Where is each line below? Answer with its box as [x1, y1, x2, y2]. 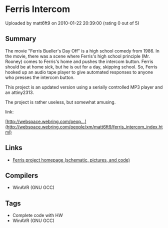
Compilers [5, 171, 38, 179]
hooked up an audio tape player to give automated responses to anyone [5, 69, 153, 75]
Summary [5, 34, 36, 43]
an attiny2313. [5, 89, 34, 95]
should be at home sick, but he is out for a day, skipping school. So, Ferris [5, 63, 157, 69]
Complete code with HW [12, 212, 63, 218]
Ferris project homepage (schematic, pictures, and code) [12, 156, 130, 163]
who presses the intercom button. [5, 74, 75, 80]
